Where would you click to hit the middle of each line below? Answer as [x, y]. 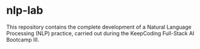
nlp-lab [25, 10]
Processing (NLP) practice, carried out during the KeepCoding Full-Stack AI [100, 33]
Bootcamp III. [23, 39]
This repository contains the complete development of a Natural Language [99, 27]
